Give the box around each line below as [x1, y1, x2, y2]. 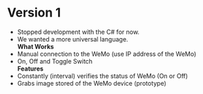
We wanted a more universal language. [17, 35, 128, 43]
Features [17, 64, 43, 73]
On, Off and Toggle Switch [17, 57, 93, 65]
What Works [17, 42, 54, 50]
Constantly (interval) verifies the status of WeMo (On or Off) [17, 71, 188, 80]
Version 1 [7, 5, 61, 21]
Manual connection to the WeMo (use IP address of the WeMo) [17, 50, 197, 58]
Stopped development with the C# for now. [17, 28, 140, 36]
